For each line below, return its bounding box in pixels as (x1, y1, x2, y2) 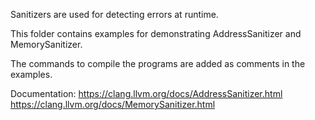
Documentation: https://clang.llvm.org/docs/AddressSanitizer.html (10, 88, 283, 99)
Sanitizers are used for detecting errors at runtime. (10, 9, 219, 20)
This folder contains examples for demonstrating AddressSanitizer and (10, 28, 302, 39)
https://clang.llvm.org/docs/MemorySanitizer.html (10, 99, 216, 110)
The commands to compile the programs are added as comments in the (10, 58, 306, 69)
